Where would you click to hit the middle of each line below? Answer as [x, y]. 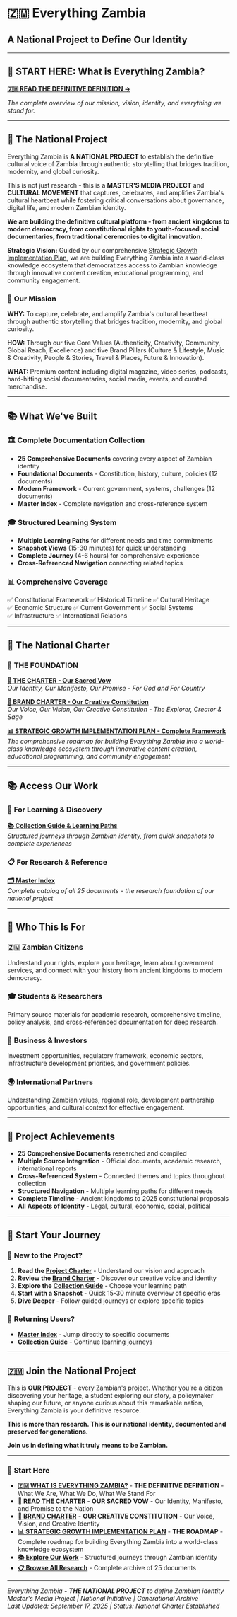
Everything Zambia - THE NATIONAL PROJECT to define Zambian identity [116, 1591]
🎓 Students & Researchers [55, 996]
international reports [47, 1168]
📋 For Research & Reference [57, 862]
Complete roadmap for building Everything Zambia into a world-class [118, 1542]
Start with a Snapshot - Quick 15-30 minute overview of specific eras [119, 1293]
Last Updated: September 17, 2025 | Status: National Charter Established [114, 1606]
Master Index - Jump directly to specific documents [93, 1335]
